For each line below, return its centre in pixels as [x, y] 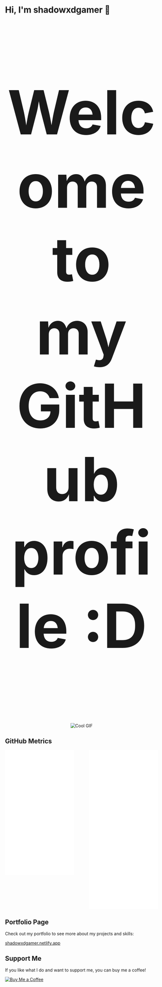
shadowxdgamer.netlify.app [33, 943]
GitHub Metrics [29, 741]
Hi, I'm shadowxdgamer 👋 [58, 10]
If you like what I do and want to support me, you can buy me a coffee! [76, 970]
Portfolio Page [27, 922]
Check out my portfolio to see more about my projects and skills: [70, 934]
